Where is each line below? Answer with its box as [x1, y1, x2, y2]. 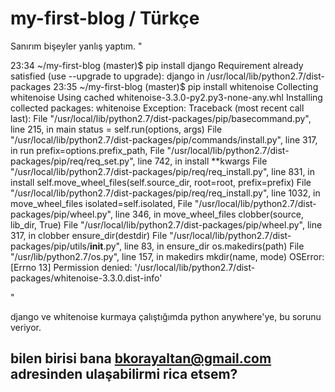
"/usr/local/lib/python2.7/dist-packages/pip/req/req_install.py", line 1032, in [10, 187, 321, 199]
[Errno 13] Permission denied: [10, 261, 133, 273]
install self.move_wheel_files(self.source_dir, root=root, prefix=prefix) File [10, 176, 312, 188]
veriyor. [10, 321, 42, 333]
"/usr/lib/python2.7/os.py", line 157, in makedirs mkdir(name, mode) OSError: [10, 250, 325, 262]
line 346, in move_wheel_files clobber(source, [114, 208, 305, 220]
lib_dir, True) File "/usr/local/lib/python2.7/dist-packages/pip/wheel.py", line [10, 218, 323, 231]
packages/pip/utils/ [10, 240, 90, 252]
